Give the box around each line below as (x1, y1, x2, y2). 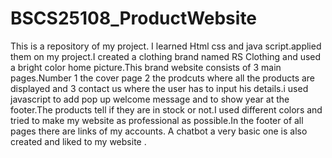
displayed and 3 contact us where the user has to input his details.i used (10, 82, 309, 94)
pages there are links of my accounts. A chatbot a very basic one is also (10, 125, 308, 137)
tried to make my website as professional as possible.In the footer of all (10, 114, 304, 126)
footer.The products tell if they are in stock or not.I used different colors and (10, 103, 323, 116)
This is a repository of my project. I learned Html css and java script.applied (10, 40, 322, 52)
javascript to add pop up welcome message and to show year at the (10, 93, 290, 105)
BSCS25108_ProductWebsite (10, 7, 258, 30)
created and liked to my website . (10, 135, 147, 147)
